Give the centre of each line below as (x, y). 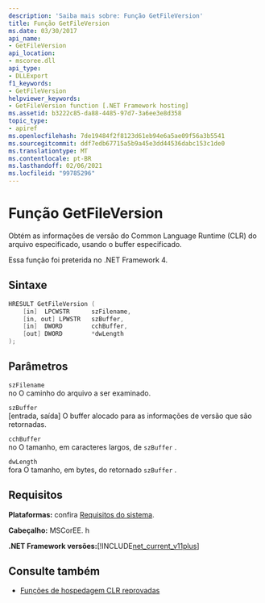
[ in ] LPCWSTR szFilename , (77, 312)
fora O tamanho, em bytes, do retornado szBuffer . (93, 470)
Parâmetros (38, 367)
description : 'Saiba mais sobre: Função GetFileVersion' (106, 16)
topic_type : (28, 121)
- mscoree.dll (32, 61)
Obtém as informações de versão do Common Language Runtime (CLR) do (133, 236)
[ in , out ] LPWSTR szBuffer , (74, 319)
